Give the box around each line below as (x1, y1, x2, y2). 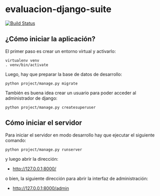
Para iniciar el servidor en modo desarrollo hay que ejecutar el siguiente (5, 132, 155, 138)
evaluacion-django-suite (5, 4, 112, 15)
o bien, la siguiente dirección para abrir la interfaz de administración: (5, 175, 148, 181)
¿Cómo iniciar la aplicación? (5, 35, 96, 43)
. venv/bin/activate (5, 62, 49, 68)
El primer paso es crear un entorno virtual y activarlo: (5, 48, 116, 54)
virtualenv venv (5, 58, 39, 63)
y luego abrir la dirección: (5, 156, 59, 162)
